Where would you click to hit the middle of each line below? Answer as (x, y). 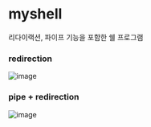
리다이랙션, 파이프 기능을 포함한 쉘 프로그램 (76, 37)
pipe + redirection (44, 97)
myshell (35, 14)
